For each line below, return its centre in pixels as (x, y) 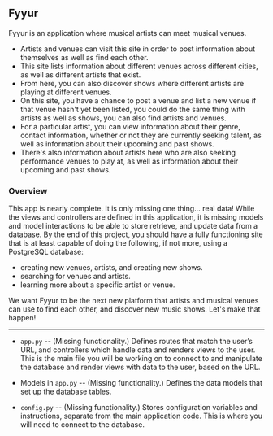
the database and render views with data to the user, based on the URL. (140, 367)
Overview (28, 190)
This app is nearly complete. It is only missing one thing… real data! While (132, 209)
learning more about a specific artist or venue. (97, 285)
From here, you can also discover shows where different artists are (132, 83)
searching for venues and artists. (76, 277)
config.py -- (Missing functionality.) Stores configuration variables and (139, 408)
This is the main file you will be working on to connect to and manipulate (141, 359)
